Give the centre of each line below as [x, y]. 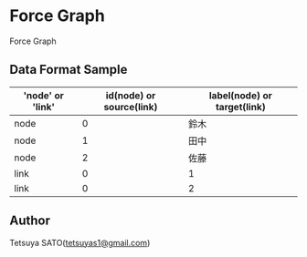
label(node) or [240, 95]
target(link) [241, 107]
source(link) [131, 107]
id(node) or [131, 95]
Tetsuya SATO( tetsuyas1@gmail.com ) [80, 242]
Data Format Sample [69, 70]
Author [30, 221]
